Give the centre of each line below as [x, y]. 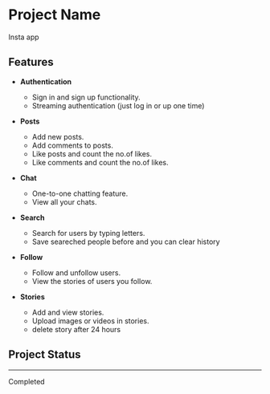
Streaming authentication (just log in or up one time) [118, 105]
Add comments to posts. [73, 145]
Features [31, 62]
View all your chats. [65, 201]
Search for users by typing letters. [88, 233]
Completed [27, 381]
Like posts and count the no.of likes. [92, 153]
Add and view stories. [68, 312]
